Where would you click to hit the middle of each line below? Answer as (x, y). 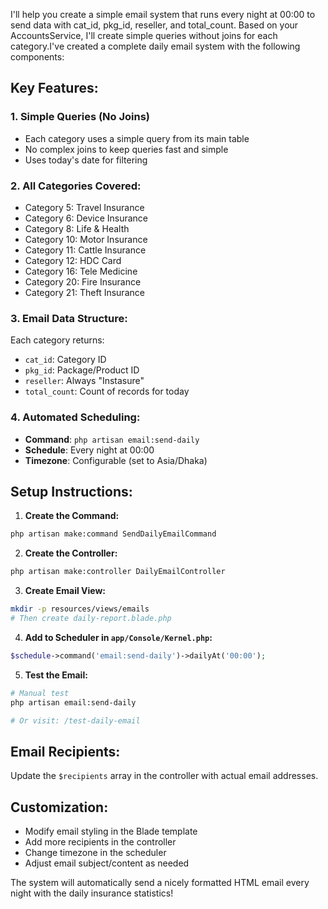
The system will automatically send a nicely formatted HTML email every (160, 883)
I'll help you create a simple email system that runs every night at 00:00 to (163, 14)
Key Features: (54, 88)
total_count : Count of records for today (107, 391)
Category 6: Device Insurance (86, 218)
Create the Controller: (71, 553)
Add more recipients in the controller (100, 842)
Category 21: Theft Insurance (84, 292)
